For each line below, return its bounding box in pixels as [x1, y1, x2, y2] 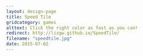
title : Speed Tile [6, 14, 51, 20]
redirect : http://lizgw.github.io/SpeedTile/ [6, 30, 119, 36]
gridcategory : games [6, 19, 57, 25]
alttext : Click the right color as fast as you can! [6, 24, 138, 31]
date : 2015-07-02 [6, 41, 49, 47]
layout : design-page [6, 8, 57, 15]
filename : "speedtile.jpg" [6, 36, 72, 41]
